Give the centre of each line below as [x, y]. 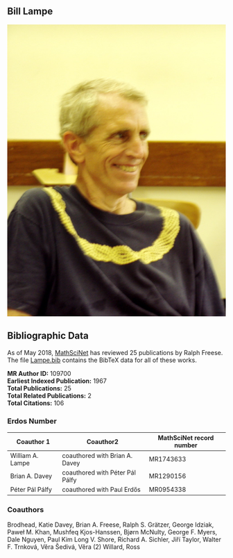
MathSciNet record [186, 438]
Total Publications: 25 [39, 388]
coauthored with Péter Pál [99, 473]
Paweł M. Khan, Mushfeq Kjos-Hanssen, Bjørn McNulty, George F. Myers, [112, 532]
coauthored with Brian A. [97, 455]
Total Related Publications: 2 [49, 395]
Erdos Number [32, 421]
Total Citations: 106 [36, 403]
